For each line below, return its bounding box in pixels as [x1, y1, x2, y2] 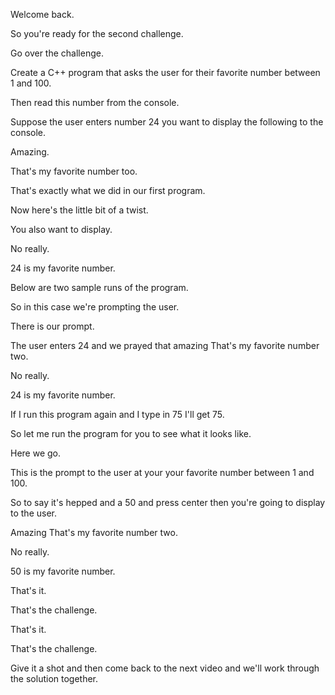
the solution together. [10, 673, 99, 684]
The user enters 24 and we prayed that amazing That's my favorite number [10, 340, 320, 351]
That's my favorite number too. [10, 165, 138, 177]
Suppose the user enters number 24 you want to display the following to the [10, 116, 324, 128]
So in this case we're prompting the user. [10, 301, 180, 313]
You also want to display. [10, 224, 113, 235]
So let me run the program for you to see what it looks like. [10, 428, 252, 439]
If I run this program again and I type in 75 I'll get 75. [10, 409, 225, 420]
